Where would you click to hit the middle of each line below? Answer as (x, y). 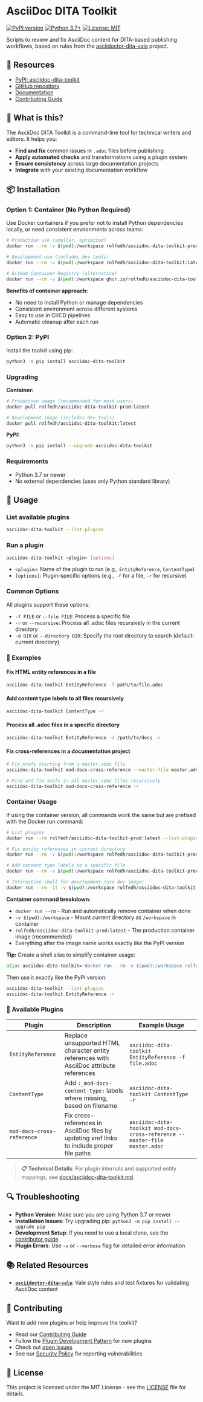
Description (94, 1025)
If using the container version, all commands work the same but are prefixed (101, 815)
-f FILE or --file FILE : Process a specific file (72, 616)
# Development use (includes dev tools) (58, 257)
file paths (78, 1153)
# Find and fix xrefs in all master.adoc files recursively (84, 781)
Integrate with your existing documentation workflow (81, 170)
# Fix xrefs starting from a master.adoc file (66, 764)
